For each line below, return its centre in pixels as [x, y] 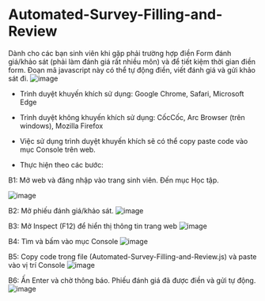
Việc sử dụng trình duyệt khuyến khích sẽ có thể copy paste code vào [134, 141]
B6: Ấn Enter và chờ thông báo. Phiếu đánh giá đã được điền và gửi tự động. [132, 280]
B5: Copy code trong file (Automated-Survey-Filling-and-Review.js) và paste [132, 256]
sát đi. [19, 78]
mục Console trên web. [58, 149]
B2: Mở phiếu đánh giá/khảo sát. [61, 210]
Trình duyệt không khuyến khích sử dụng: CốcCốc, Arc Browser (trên [132, 117]
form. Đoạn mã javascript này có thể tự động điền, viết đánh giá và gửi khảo [132, 70]
